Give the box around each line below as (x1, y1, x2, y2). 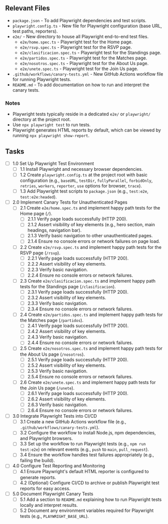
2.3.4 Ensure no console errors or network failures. (27, 306, 133, 312)
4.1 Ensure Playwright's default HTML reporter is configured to (20, 469, 149, 475)
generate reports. (20, 474, 56, 480)
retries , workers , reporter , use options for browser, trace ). (20, 183, 142, 189)
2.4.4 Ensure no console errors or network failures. (27, 340, 133, 346)
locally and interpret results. (20, 502, 78, 508)
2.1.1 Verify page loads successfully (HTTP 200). (27, 216, 128, 222)
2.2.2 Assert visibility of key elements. (27, 260, 106, 267)
